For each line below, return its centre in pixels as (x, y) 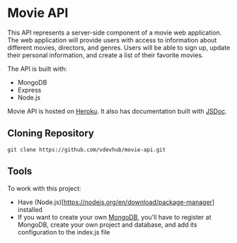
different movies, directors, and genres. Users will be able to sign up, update (119, 47)
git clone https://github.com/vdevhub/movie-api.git (87, 150)
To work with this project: (44, 188)
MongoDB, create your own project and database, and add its (107, 225)
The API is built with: (37, 69)
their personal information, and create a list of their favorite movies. (105, 55)
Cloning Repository (51, 133)
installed (30, 209)
